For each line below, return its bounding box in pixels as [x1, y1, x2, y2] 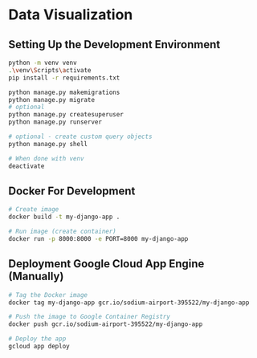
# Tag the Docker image [8, 291, 88, 299]
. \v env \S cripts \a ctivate [8, 66, 92, 74]
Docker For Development [8, 184, 136, 197]
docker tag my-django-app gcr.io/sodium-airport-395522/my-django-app [8, 299, 250, 307]
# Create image [8, 205, 59, 214]
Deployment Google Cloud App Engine [8, 257, 205, 271]
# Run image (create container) [8, 227, 116, 236]
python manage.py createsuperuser [8, 111, 124, 119]
